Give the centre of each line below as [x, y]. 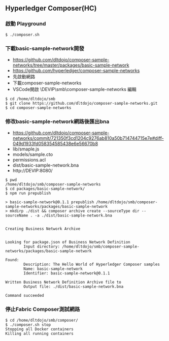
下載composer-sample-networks [47, 83]
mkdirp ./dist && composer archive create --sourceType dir [75, 211]
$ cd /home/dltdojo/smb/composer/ [42, 320]
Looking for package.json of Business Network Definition [68, 242]
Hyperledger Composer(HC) [51, 8]
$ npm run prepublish [28, 193]
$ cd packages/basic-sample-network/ [45, 189]
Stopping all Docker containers [39, 329]
